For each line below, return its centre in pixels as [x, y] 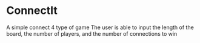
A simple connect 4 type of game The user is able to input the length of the [100, 27]
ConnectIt [32, 11]
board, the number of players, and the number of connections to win [92, 33]
